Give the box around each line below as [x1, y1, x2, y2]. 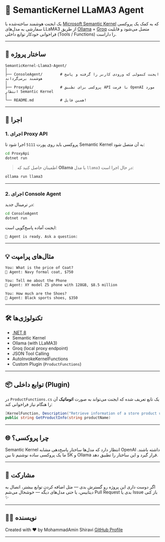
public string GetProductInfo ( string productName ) [5, 415, 111, 420]
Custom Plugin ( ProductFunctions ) [12, 361, 82, 367]
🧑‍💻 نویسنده [5, 513, 37, 522]
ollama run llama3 [5, 174, 43, 179]
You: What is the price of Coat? [5, 265, 74, 270]
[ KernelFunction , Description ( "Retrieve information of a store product [5, 411, 157, 416]
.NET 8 [12, 330, 27, 336]
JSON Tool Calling [12, 350, 50, 356]
